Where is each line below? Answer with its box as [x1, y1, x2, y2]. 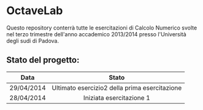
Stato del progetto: [6, 55, 80, 65]
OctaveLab [6, 4, 63, 18]
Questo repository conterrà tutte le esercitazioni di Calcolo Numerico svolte [6, 24, 197, 31]
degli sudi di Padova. [6, 37, 59, 44]
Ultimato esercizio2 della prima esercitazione [52, 84, 182, 92]
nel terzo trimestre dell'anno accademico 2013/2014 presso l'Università [6, 30, 187, 37]
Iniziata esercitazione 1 [83, 93, 150, 102]
